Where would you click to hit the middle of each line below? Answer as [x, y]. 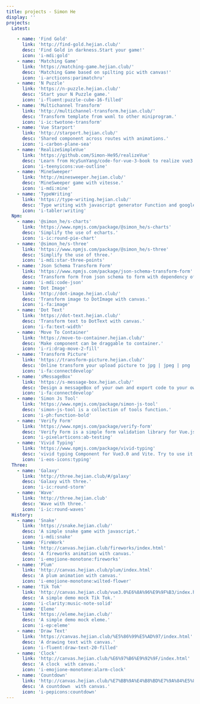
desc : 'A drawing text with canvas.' [69, 642]
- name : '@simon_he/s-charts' [54, 222]
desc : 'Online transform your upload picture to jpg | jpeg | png [106, 365]
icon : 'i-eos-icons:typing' [57, 459]
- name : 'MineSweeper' [45, 172]
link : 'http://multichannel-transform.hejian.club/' [89, 111]
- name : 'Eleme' [37, 609]
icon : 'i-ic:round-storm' [54, 487]
